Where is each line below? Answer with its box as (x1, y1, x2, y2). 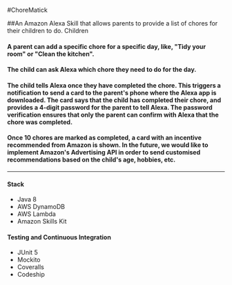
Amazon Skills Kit (17, 217, 67, 226)
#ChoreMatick (7, 6, 48, 14)
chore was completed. (7, 117, 73, 126)
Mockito (17, 255, 41, 264)
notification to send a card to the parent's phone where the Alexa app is (7, 88, 217, 97)
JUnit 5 (17, 248, 38, 257)
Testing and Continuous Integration (7, 233, 112, 241)
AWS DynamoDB (17, 203, 66, 211)
